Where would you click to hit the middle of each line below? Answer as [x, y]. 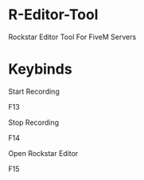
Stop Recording [34, 122]
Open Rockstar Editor [43, 153]
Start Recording [34, 91]
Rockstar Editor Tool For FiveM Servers [72, 37]
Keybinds [41, 69]
